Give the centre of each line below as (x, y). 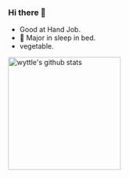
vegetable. (36, 46)
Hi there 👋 (27, 13)
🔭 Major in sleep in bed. (57, 38)
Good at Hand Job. (50, 30)
